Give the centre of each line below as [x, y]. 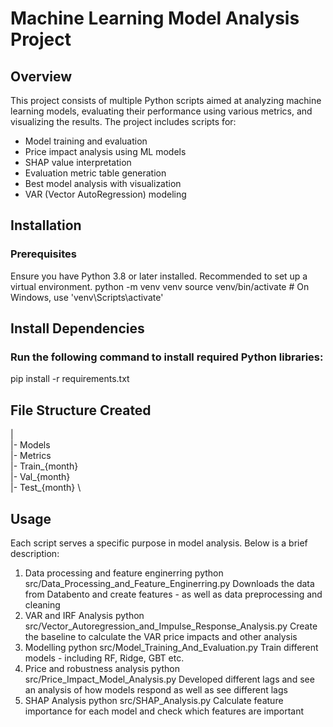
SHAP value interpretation [78, 162]
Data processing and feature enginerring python [124, 573]
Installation [46, 225]
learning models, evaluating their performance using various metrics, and [161, 111]
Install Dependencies [77, 328]
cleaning [42, 605]
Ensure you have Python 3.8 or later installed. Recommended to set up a [159, 276]
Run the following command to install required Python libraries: [167, 357]
